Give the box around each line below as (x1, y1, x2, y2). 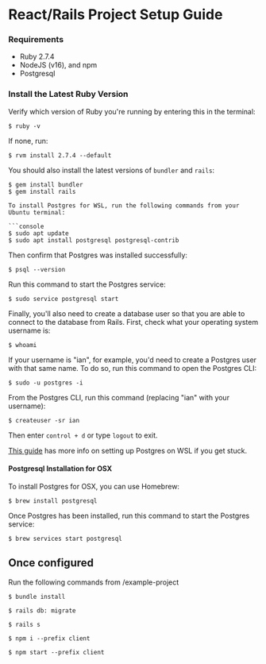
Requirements (8, 34, 64, 45)
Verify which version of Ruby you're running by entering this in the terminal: (8, 106, 256, 116)
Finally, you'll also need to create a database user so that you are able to (8, 308, 245, 318)
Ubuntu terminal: (8, 208, 66, 216)
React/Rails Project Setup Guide (8, 6, 223, 24)
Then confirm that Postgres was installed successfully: (8, 250, 188, 260)
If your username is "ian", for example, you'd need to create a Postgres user (8, 355, 256, 365)
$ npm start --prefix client (8, 648, 105, 656)
